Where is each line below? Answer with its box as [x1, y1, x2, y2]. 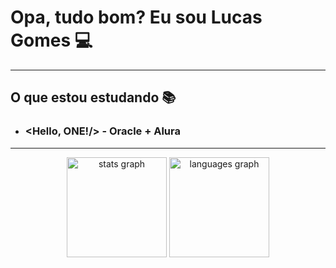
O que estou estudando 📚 [10, 89, 177, 106]
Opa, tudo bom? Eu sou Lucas [10, 6, 263, 29]
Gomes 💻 [10, 29, 93, 52]
